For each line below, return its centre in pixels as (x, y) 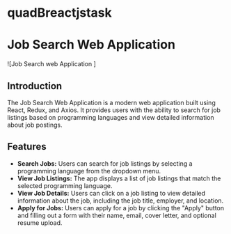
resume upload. (40, 223)
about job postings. (35, 125)
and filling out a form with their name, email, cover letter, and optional (117, 215)
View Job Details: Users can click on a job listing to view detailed (111, 193)
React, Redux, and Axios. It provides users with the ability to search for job (114, 110)
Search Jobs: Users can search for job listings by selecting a (105, 163)
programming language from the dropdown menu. (89, 171)
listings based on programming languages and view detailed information (111, 117)
